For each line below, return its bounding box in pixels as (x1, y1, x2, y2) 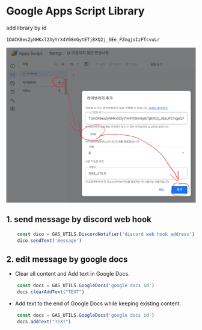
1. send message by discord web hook (6, 214, 152, 224)
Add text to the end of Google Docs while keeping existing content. (14, 300, 182, 307)
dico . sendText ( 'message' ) (17, 237, 82, 244)
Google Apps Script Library (6, 4, 145, 18)
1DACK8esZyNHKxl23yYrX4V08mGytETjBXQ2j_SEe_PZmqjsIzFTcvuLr (6, 36, 161, 43)
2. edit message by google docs (6, 254, 128, 264)
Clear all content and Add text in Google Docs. (14, 270, 130, 278)
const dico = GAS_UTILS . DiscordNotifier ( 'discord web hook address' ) (17, 231, 195, 237)
